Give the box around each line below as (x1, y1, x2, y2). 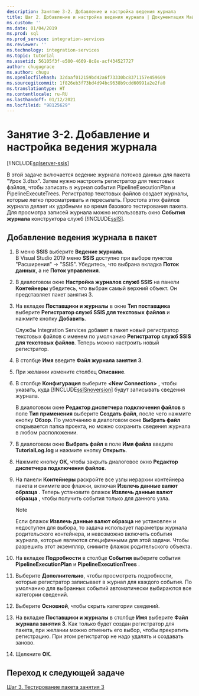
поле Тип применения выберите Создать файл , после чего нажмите (15, 410, 191, 417)
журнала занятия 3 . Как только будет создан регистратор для (15, 620, 175, 627)
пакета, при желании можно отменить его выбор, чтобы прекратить (15, 627, 189, 634)
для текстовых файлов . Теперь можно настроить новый (15, 339, 159, 346)
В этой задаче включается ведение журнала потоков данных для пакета (6, 171, 191, 178)
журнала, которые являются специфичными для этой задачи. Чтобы (15, 537, 189, 544)
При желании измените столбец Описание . (15, 368, 126, 376)
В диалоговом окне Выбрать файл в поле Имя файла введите (15, 440, 174, 447)
